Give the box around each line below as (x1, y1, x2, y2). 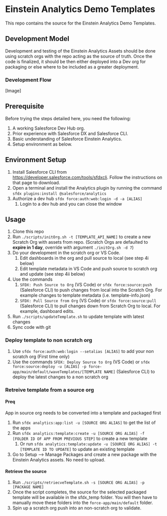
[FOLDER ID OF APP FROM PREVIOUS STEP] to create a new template (12, 435, 148, 441)
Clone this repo (12, 229, 44, 235)
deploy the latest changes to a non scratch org (12, 374, 109, 380)
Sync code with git (12, 324, 51, 330)
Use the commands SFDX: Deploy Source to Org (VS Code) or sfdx (12, 359, 150, 365)
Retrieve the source (5, 468, 47, 474)
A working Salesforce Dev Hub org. (12, 125, 85, 131)
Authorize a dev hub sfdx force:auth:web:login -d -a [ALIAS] (12, 195, 143, 201)
